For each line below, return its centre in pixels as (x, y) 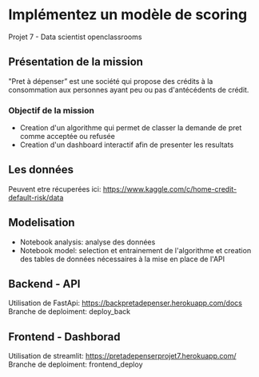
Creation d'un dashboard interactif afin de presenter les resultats (127, 145)
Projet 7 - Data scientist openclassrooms (75, 37)
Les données (41, 170)
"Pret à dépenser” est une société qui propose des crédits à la (111, 81)
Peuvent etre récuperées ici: (55, 188)
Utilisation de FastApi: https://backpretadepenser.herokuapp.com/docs (125, 303)
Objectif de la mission (51, 110)
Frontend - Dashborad (64, 337)
